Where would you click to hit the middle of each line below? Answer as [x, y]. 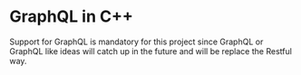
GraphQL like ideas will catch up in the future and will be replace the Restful [151, 51]
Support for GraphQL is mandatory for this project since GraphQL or [136, 42]
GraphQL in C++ [71, 17]
